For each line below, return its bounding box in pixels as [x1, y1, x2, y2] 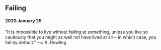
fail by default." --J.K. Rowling [5, 39, 67, 45]
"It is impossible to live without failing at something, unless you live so [5, 29, 148, 35]
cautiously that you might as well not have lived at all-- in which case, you [5, 34, 157, 40]
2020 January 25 [5, 17, 42, 24]
